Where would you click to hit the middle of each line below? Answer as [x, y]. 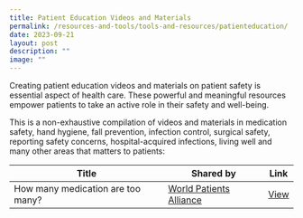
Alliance [185, 200]
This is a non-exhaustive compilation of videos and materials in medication [148, 122]
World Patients [199, 189]
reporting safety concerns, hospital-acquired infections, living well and [141, 142]
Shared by [213, 173]
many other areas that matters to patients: [87, 151]
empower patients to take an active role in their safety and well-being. [139, 104]
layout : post [34, 43]
